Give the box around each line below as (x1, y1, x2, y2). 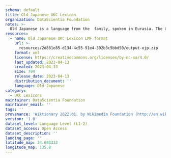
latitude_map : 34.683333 (5, 140, 58, 145)
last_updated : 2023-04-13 (14, 60, 70, 65)
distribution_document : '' (14, 78, 72, 84)
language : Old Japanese (14, 83, 65, 88)
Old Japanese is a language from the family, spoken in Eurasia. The (10, 27, 163, 32)
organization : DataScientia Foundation (5, 17, 90, 22)
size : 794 (14, 69, 36, 74)
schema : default (5, 7, 40, 13)
